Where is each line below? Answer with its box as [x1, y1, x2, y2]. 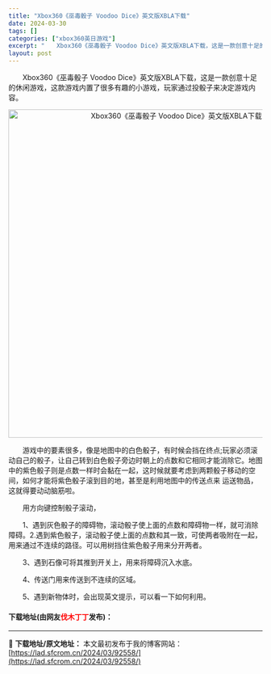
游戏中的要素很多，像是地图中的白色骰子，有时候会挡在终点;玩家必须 [22, 445, 252, 455]
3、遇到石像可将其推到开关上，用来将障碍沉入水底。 [22, 558, 197, 567]
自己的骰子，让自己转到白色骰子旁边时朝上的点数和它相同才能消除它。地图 [15, 456, 263, 465]
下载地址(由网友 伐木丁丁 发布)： [8, 612, 113, 621]
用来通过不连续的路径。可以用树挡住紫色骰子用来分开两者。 [8, 541, 206, 550]
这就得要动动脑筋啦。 [8, 486, 79, 495]
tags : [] [8, 27, 38, 35]
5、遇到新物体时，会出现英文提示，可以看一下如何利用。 [22, 592, 211, 601]
